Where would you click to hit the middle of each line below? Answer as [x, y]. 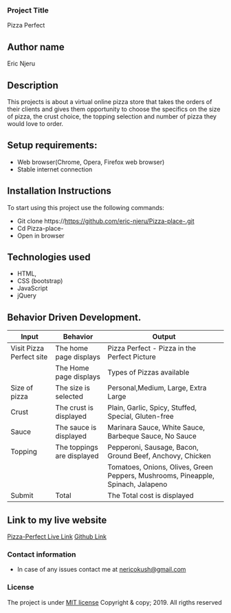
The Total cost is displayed [151, 496]
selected [69, 397]
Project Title [28, 10]
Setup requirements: [52, 146]
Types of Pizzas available [148, 373]
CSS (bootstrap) [40, 281]
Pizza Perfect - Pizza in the [152, 349]
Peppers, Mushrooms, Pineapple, [161, 476]
